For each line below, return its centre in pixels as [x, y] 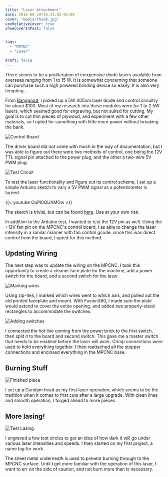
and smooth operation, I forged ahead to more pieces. [61, 401]
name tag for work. [25, 449]
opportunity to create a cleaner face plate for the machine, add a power [79, 271]
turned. [13, 192]
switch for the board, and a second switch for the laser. [62, 276]
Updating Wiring [31, 254]
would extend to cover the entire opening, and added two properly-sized [80, 306]
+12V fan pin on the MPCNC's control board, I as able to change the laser [81, 227]
